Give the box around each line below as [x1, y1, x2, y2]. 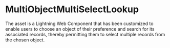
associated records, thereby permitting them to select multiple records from [5, 31, 165, 37]
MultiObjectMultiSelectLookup [5, 4, 139, 15]
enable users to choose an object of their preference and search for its [5, 26, 155, 32]
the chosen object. [5, 37, 45, 43]
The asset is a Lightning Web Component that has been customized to [5, 20, 154, 27]
